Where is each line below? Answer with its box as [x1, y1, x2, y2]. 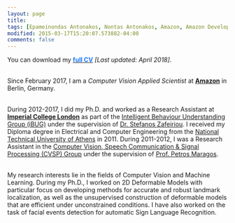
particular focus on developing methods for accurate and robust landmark [7, 186, 220, 194]
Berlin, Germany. [7, 84, 56, 93]
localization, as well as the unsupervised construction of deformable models [7, 194, 227, 202]
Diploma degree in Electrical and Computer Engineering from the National [7, 128, 219, 136]
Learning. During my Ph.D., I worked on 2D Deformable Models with [7, 178, 203, 187]
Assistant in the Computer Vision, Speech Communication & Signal [7, 142, 199, 151]
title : [7, 17, 27, 24]
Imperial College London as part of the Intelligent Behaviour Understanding [7, 113, 226, 121]
